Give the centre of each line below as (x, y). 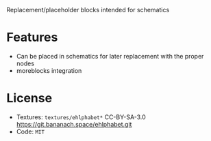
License (29, 98)
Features (32, 37)
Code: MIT (30, 131)
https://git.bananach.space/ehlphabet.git (74, 124)
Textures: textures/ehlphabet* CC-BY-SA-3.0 (81, 117)
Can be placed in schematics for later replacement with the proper (110, 56)
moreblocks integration (49, 70)
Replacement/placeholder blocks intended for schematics (88, 10)
